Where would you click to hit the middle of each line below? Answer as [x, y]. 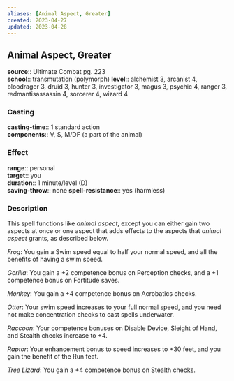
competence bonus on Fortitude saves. [64, 281]
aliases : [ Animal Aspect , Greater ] [59, 14]
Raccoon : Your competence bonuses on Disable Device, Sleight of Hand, [112, 328]
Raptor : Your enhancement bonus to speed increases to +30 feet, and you [114, 349]
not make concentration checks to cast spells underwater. [91, 315]
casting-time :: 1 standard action [53, 127]
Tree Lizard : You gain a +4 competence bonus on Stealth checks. [101, 370]
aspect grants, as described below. [58, 239]
